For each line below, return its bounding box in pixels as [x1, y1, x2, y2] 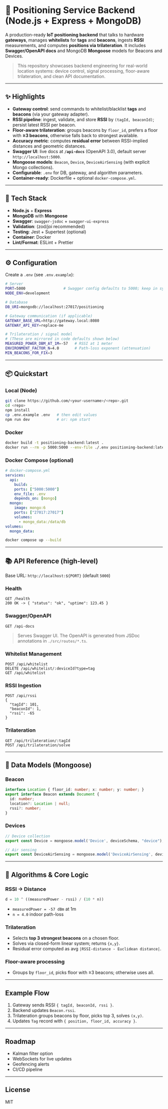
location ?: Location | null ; [9, 801, 70, 806]
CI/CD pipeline [12, 1066, 43, 1072]
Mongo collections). [12, 164, 54, 170]
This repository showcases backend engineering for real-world [17, 63, 147, 69]
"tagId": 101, [9, 702, 39, 707]
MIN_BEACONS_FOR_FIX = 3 [5, 350, 52, 355]
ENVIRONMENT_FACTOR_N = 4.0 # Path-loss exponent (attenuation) [5, 346, 151, 351]
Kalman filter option [12, 1050, 53, 1056]
